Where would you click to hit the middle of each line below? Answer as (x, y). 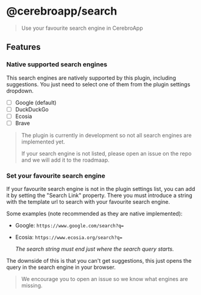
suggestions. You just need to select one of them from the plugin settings (98, 84)
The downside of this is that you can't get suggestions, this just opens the (99, 261)
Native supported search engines (57, 64)
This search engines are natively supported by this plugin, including (91, 78)
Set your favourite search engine (56, 176)
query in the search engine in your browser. (61, 267)
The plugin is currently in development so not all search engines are (106, 135)
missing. (32, 286)
